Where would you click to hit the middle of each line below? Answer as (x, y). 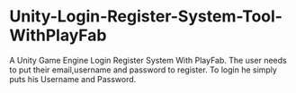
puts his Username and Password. (73, 79)
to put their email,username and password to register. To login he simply (143, 70)
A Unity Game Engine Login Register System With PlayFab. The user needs (148, 60)
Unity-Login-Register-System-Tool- (146, 17)
